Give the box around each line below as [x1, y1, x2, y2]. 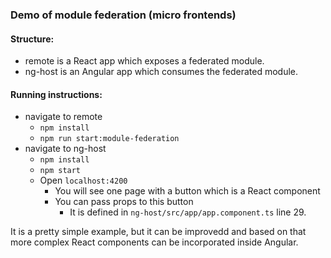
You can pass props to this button [54, 196, 194, 208]
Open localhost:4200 [39, 174, 128, 187]
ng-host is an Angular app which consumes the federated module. [24, 66, 299, 78]
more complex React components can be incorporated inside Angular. [10, 236, 299, 248]
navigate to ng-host [24, 143, 107, 155]
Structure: [10, 33, 55, 45]
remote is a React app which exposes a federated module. [24, 55, 265, 67]
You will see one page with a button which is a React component [54, 185, 321, 197]
